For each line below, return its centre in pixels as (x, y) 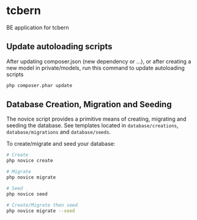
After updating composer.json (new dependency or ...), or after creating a (99, 61)
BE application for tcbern (38, 27)
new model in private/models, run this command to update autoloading (95, 68)
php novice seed (27, 194)
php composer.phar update (39, 85)
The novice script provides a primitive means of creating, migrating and (96, 119)
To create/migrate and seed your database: (61, 144)
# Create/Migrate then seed (42, 205)
